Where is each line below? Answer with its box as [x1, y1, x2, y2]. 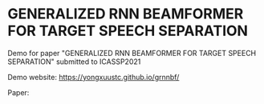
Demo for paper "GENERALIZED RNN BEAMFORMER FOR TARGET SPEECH [7, 48, 257, 58]
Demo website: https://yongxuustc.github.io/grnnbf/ [7, 72, 180, 82]
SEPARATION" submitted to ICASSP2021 [7, 57, 141, 66]
